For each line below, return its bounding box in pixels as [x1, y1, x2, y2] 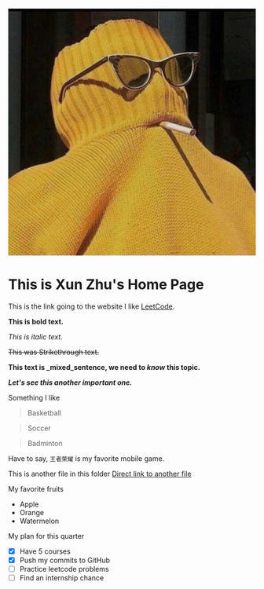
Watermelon [19, 516, 60, 525]
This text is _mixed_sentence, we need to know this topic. [8, 362, 200, 371]
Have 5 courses [19, 547, 71, 556]
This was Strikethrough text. [8, 347, 100, 357]
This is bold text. [8, 316, 64, 326]
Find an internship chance [19, 573, 104, 583]
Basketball [27, 408, 61, 417]
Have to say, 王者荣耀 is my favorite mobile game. [8, 453, 165, 463]
